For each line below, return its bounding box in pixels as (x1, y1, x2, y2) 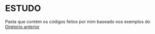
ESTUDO (5, 3, 41, 14)
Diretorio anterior (5, 23, 40, 29)
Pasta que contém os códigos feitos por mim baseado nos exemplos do (5, 19, 151, 24)
